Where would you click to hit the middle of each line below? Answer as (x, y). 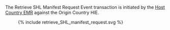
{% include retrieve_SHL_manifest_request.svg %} (71, 22)
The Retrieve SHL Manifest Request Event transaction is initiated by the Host (85, 7)
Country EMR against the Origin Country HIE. (52, 12)
